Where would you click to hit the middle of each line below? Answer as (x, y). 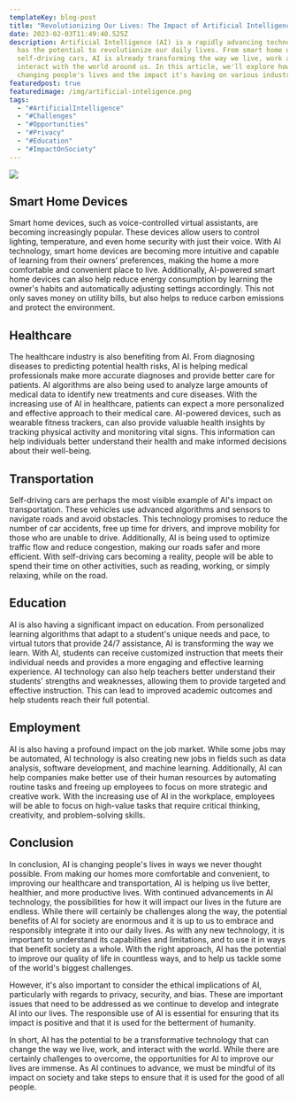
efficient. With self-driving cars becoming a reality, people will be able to (141, 557)
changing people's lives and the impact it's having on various (138, 75)
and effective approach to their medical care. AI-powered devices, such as (145, 414)
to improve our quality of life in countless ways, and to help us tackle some (145, 958)
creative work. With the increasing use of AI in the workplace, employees (142, 796)
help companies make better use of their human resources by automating (143, 777)
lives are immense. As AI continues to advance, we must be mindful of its (142, 1067)
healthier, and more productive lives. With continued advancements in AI (141, 892)
